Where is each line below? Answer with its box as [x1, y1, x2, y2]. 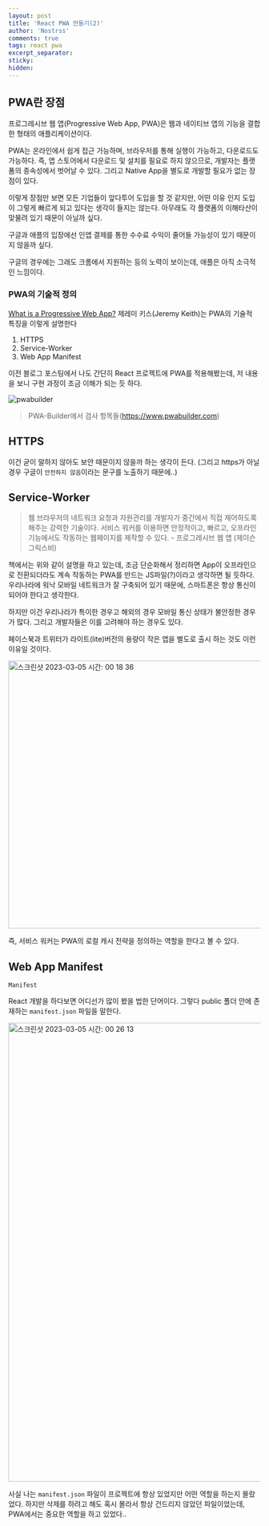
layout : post [8, 11, 52, 20]
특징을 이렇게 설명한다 [8, 319, 78, 328]
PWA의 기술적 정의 [8, 289, 78, 300]
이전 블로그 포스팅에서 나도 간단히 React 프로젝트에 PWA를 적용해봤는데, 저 [8, 368, 244, 378]
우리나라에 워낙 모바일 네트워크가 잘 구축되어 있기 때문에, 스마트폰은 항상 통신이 [8, 580, 256, 590]
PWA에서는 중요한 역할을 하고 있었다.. [8, 1509, 126, 1519]
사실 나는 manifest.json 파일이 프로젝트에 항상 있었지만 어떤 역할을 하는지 [8, 1489, 241, 1499]
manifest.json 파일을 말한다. [29, 1006, 122, 1016]
